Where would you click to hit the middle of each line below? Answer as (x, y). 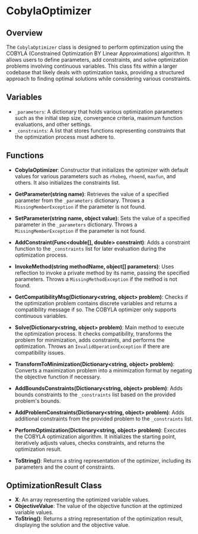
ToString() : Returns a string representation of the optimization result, (99, 519)
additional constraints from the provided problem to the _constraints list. (104, 418)
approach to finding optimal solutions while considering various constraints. (99, 79)
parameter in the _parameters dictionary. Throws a (76, 225)
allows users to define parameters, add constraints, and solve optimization (97, 60)
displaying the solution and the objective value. (72, 525)
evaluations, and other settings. (53, 124)
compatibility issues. (40, 352)
